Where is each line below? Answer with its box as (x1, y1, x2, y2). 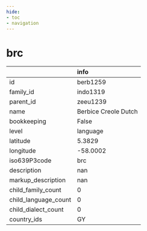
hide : (6, 8, 20, 15)
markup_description (9, 176, 66, 185)
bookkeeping (9, 117, 46, 125)
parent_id (9, 98, 36, 106)
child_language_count (9, 195, 71, 204)
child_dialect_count (9, 206, 64, 214)
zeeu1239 (77, 98, 107, 106)
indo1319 (77, 88, 105, 97)
